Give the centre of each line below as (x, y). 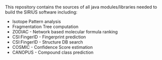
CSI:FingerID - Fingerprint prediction (49, 37)
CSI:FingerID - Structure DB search (47, 42)
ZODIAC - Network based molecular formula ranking (65, 32)
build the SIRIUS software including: (41, 12)
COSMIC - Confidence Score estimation (52, 47)
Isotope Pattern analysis (36, 22)
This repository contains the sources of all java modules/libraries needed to (81, 7)
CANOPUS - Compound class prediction (53, 52)
